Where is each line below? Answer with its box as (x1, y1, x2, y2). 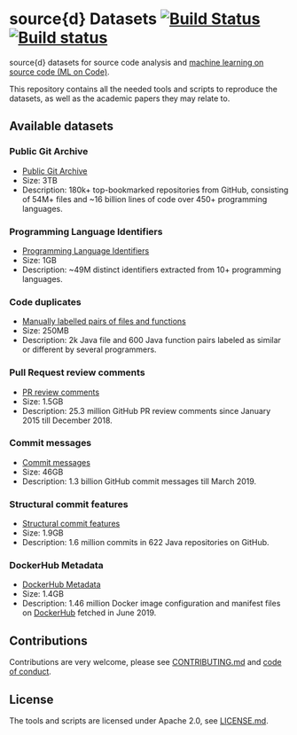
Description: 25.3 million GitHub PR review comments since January (21, 405, 271, 416)
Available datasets (9, 119, 113, 134)
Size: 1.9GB (21, 528, 64, 538)
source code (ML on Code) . (9, 66, 110, 77)
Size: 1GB (21, 254, 58, 265)
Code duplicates (9, 295, 82, 308)
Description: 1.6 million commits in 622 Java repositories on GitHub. (21, 537, 270, 548)
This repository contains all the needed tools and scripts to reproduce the (9, 83, 277, 94)
